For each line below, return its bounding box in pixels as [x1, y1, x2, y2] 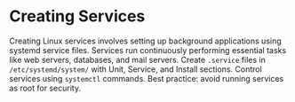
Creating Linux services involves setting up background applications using [9, 35, 282, 46]
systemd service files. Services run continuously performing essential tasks [9, 44, 287, 55]
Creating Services [9, 6, 146, 27]
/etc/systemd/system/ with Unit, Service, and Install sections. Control [9, 64, 262, 75]
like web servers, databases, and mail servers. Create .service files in [9, 54, 267, 65]
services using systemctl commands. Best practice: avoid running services [9, 73, 284, 83]
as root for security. [9, 82, 82, 93]
